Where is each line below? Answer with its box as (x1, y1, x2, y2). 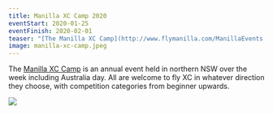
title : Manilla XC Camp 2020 (8, 11, 107, 20)
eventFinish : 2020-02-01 (8, 27, 93, 35)
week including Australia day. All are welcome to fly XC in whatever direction (8, 73, 265, 82)
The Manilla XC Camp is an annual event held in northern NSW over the (8, 64, 248, 74)
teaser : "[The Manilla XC (8, 34, 96, 43)
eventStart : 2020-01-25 (8, 19, 89, 27)
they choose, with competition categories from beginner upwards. (8, 82, 230, 91)
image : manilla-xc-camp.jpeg (8, 42, 107, 50)
